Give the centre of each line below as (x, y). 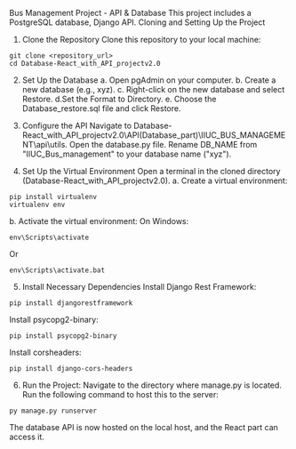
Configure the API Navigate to (76, 125)
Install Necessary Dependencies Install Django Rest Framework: (139, 287)
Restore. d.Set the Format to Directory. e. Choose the (119, 99)
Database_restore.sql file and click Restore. (101, 108)
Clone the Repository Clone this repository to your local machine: (141, 40)
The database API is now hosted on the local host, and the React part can (144, 427)
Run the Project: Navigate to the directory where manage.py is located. (152, 385)
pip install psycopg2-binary (63, 336)
